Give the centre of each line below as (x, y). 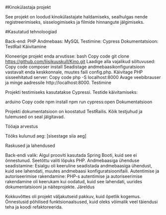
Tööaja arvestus (22, 126)
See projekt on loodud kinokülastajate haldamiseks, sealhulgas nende (77, 17)
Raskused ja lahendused (30, 145)
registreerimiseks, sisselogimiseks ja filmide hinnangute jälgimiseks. (75, 22)
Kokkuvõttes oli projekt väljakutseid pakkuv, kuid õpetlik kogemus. (73, 196)
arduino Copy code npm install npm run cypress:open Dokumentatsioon (79, 102)
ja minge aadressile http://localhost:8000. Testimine (58, 82)
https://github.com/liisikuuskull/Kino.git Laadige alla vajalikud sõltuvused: (80, 61)
